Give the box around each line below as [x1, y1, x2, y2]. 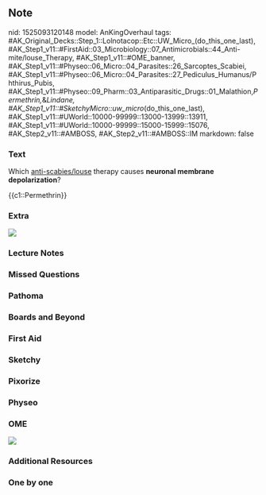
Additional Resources [8, 456, 93, 466]
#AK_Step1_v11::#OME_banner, [75, 52, 176, 62]
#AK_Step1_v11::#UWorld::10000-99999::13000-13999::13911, [8, 111, 208, 122]
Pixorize [8, 375, 41, 386]
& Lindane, [41, 95, 75, 104]
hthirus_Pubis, [8, 78, 55, 87]
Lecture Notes [8, 248, 64, 259]
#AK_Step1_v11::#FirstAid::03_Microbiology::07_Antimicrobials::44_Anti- [8, 44, 241, 54]
